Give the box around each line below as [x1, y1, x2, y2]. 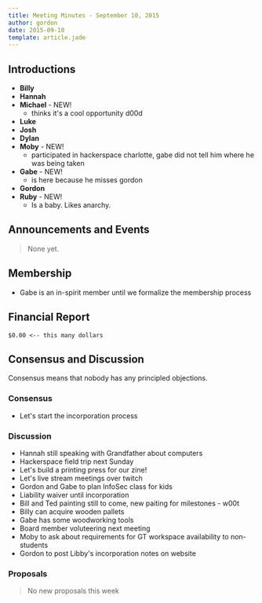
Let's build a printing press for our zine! [19, 465, 147, 474]
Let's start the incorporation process [19, 410, 139, 421]
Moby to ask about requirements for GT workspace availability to [19, 531, 229, 541]
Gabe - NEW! [19, 167, 63, 177]
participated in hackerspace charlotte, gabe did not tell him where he [31, 150, 255, 160]
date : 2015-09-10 [8, 26, 65, 34]
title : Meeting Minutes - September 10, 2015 [8, 11, 159, 20]
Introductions [8, 62, 76, 75]
